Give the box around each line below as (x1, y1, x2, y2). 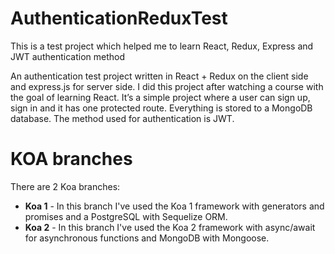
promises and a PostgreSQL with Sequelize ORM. (24, 210, 228, 222)
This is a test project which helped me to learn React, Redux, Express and (10, 40, 314, 52)
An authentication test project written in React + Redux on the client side (10, 70, 309, 82)
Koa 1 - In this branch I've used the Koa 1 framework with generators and (24, 200, 325, 212)
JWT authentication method (10, 50, 125, 62)
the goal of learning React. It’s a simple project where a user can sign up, (10, 91, 311, 103)
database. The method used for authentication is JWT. (10, 112, 235, 124)
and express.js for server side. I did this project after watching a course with (10, 80, 324, 92)
